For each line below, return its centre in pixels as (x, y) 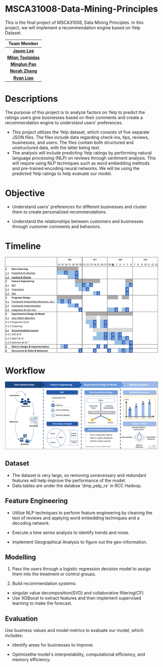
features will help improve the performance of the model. (69, 480)
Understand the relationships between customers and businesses (78, 221)
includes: (14, 636)
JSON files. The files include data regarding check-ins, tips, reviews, (81, 137)
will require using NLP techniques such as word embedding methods (81, 163)
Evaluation (21, 619)
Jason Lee (24, 51)
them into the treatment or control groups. (54, 574)
